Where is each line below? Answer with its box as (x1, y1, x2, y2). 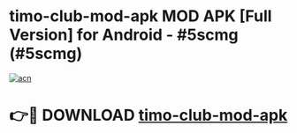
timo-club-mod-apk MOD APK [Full (9, 6, 272, 26)
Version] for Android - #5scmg (9, 25, 239, 45)
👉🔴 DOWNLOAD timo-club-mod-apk (9, 106, 288, 125)
